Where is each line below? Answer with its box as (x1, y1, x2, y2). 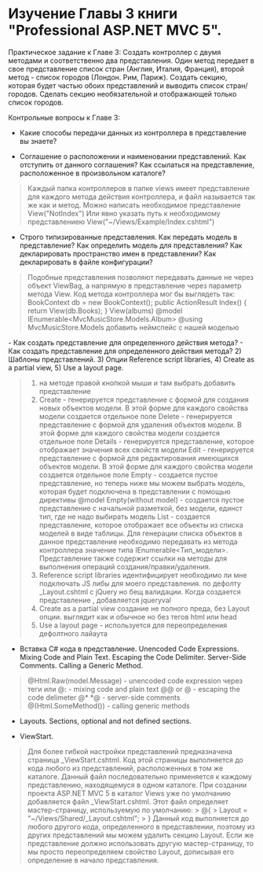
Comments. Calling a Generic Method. (19, 660, 144, 670)
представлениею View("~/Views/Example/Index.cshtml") (27, 217, 215, 226)
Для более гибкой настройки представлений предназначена (27, 746, 233, 756)
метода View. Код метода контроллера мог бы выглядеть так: (27, 289, 236, 299)
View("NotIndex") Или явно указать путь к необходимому (27, 208, 221, 218)
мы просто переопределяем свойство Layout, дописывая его (27, 847, 234, 856)
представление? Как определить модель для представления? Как (19, 241, 243, 250)
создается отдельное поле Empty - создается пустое (38, 469, 218, 480)
